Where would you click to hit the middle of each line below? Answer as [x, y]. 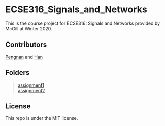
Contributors [26, 45]
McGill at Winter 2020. [29, 28]
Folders [18, 73]
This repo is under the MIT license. [42, 118]
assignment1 [31, 85]
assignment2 [31, 90]
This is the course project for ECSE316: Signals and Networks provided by [83, 23]
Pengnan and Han [24, 57]
